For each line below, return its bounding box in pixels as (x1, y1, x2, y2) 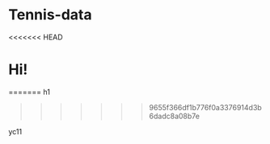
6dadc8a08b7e (149, 111, 200, 121)
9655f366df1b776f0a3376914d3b (149, 102, 263, 112)
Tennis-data (8, 6, 92, 24)
